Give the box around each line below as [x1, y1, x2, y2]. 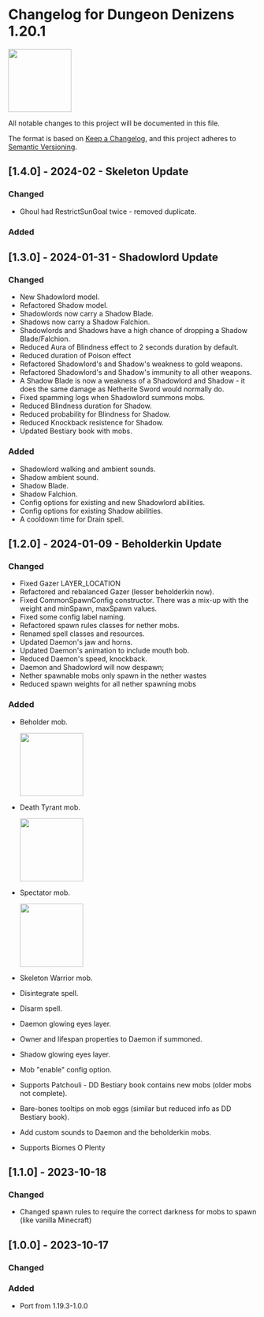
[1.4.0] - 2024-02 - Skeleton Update [8, 165, 189, 178]
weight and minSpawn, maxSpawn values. [19, 604, 158, 613]
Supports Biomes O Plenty [19, 1143, 106, 1152]
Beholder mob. [19, 716, 69, 727]
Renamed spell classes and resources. [19, 629, 145, 638]
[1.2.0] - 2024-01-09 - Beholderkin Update [8, 537, 222, 550]
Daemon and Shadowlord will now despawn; [19, 663, 165, 672]
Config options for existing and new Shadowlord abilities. [19, 497, 206, 507]
